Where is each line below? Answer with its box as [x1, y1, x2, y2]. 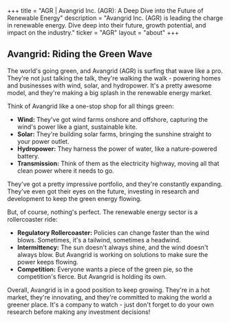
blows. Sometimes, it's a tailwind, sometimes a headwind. [17, 236, 181, 244]
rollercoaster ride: [7, 215, 58, 223]
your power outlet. [17, 137, 70, 145]
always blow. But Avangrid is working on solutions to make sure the [17, 250, 209, 258]
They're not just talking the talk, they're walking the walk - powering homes [7, 74, 221, 82]
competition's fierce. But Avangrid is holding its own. [17, 272, 167, 280]
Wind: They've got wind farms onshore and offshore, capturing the [17, 115, 208, 123]
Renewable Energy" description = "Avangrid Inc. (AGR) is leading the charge [7, 14, 224, 22]
